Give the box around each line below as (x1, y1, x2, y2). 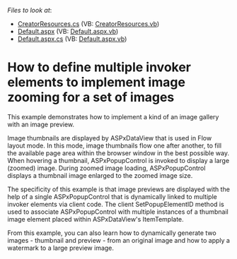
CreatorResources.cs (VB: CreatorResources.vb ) (17, 20, 160, 28)
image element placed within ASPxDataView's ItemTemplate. (7, 215, 184, 223)
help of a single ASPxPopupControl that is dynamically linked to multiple (7, 192, 217, 200)
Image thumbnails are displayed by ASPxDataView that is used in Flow (7, 133, 212, 142)
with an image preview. (7, 120, 75, 128)
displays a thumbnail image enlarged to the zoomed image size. (7, 171, 193, 179)
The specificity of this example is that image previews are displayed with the (7, 185, 230, 193)
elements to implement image (7, 74, 186, 90)
